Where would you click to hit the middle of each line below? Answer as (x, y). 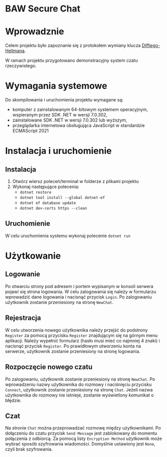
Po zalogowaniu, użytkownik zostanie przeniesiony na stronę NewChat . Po (80, 379)
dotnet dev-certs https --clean (53, 208)
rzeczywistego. (21, 66)
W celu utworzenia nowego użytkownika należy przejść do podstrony (77, 330)
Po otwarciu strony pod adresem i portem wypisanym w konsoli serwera (79, 286)
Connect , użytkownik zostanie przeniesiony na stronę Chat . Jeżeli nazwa (79, 389)
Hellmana (15, 51)
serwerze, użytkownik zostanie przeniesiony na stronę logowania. (73, 351)
